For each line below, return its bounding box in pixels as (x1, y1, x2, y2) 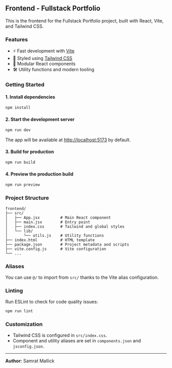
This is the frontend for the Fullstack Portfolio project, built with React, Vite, (5, 17, 164, 24)
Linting (5, 287, 23, 294)
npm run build (5, 160, 36, 165)
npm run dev (5, 127, 31, 133)
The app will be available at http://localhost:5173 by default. (5, 137, 131, 143)
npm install (5, 105, 31, 111)
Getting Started (5, 81, 45, 89)
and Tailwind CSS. (5, 23, 44, 29)
